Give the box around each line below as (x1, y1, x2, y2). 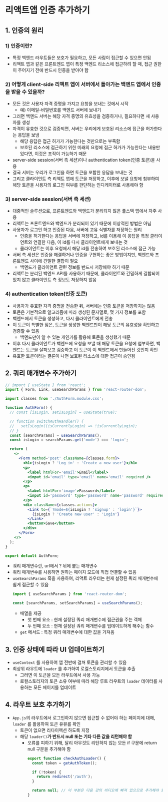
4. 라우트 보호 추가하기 (5, 700, 71, 709)
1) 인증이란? (5, 42, 32, 49)
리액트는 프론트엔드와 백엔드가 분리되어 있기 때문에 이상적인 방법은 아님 (12, 221, 151, 227)
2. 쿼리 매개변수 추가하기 (5, 369, 76, 378)
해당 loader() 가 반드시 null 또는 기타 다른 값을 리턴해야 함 (19, 733, 132, 739)
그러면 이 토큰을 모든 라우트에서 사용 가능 (19, 672, 100, 678)
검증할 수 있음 (12, 328, 39, 334)
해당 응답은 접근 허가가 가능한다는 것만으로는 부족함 (19, 138, 120, 144)
